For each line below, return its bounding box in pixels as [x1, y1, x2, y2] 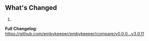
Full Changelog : [5, 26, 37, 31]
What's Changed [5, 4, 57, 12]
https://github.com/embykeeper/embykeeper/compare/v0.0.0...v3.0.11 [5, 31, 144, 36]
